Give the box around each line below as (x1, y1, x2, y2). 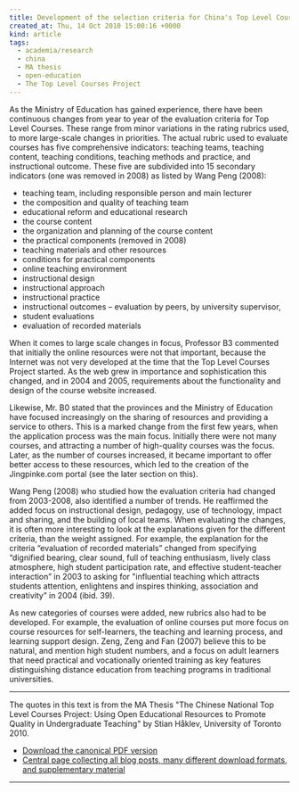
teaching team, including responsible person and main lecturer (21, 187, 252, 198)
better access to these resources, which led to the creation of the (9, 458, 249, 469)
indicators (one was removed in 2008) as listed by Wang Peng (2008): (9, 170, 267, 181)
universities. (9, 673, 54, 684)
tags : (9, 37, 29, 47)
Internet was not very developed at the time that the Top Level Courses (9, 356, 270, 367)
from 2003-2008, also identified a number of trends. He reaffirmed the (9, 495, 269, 506)
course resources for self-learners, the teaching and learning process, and (9, 626, 283, 637)
